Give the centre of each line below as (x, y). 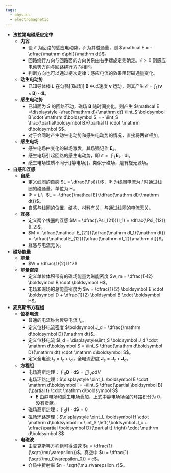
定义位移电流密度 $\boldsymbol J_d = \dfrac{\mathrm (84, 327)
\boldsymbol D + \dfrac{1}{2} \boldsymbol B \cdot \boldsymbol (94, 295)
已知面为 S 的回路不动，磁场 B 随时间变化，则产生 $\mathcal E (94, 106)
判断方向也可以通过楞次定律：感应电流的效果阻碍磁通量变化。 (93, 73)
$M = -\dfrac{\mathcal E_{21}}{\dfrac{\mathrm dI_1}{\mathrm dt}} (97, 232)
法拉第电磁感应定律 (33, 35)
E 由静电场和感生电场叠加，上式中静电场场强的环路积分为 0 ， (100, 397)
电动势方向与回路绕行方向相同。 (62, 67)
